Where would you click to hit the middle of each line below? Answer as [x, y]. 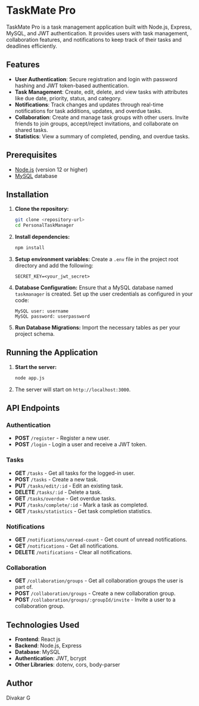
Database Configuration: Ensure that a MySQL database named [94, 288]
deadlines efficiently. [32, 46]
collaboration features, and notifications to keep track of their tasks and [94, 39]
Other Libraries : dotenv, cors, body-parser [67, 665]
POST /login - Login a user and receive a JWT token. [81, 444]
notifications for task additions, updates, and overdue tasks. [88, 110]
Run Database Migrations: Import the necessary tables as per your [97, 327]
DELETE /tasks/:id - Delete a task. [58, 492]
